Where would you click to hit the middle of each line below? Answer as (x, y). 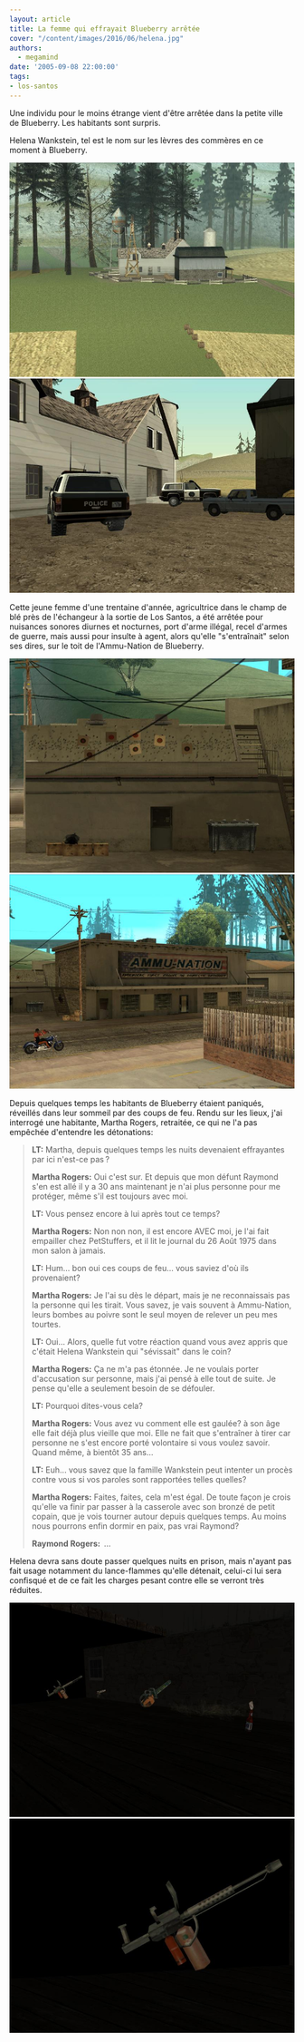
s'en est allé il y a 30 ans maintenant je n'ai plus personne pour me (156, 1186)
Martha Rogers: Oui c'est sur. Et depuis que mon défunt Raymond (155, 1177)
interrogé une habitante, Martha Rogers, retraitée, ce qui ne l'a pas (133, 1122)
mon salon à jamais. (68, 1250)
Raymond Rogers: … (71, 1543)
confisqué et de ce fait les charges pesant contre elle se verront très (137, 1580)
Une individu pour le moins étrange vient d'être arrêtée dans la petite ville (146, 112)
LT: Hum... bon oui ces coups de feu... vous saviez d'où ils (140, 1268)
